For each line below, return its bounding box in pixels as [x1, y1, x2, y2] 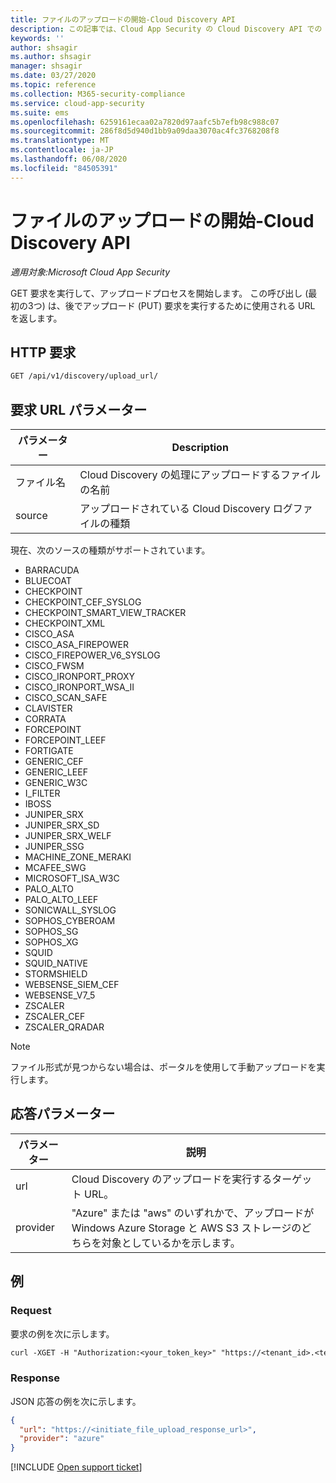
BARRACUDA [24, 564, 80, 576]
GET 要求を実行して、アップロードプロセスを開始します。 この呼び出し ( [10, 287, 309, 299]
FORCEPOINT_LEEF [24, 734, 107, 746]
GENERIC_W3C [24, 777, 88, 789]
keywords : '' [10, 33, 65, 43]
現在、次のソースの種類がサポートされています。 [10, 544, 211, 556]
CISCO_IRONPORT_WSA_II [24, 681, 135, 693]
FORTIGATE [24, 745, 74, 757]
